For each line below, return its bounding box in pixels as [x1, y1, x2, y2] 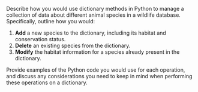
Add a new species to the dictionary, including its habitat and [14, 29, 166, 36]
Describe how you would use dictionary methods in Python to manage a [6, 5, 184, 12]
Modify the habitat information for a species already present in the [14, 48, 180, 56]
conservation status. [14, 36, 66, 42]
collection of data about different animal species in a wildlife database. [6, 11, 181, 19]
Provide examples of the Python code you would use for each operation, [6, 66, 185, 73]
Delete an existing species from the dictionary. [14, 42, 131, 49]
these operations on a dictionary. [6, 79, 88, 86]
